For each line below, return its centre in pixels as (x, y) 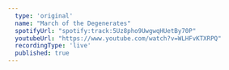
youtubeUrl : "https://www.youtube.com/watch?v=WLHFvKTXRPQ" (118, 38)
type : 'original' (44, 16)
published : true (42, 53)
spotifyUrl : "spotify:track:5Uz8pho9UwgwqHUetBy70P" (106, 31)
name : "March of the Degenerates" (73, 23)
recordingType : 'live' (53, 46)
